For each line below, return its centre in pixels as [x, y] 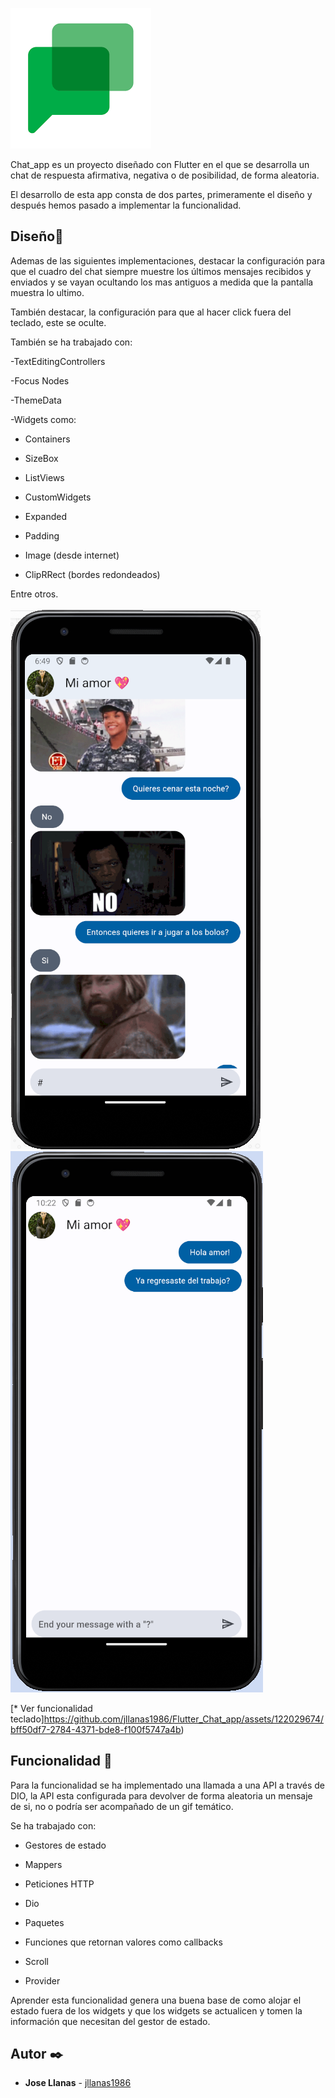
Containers [47, 439]
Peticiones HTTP [59, 1884]
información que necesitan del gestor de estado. [110, 2021]
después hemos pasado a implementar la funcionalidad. [126, 205]
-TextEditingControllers [58, 361]
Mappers [43, 1864]
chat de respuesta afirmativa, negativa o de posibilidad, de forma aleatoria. [165, 175]
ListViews [44, 477]
